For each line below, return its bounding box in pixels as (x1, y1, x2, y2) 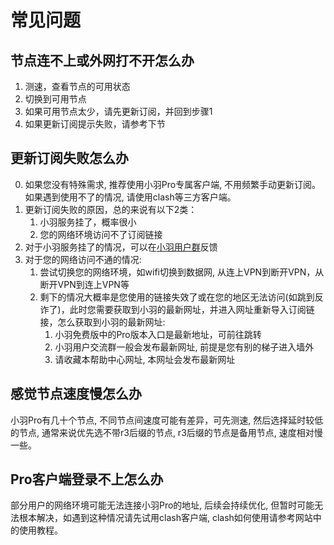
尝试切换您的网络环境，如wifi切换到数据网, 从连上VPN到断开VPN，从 (39, 266, 325, 278)
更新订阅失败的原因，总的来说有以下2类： (24, 203, 198, 215)
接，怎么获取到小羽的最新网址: (39, 316, 166, 328)
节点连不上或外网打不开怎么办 (10, 52, 195, 69)
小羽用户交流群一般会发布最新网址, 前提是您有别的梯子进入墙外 (54, 341, 315, 353)
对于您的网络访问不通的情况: (24, 253, 142, 265)
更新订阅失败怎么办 (10, 150, 129, 167)
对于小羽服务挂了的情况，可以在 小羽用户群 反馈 (24, 241, 218, 253)
